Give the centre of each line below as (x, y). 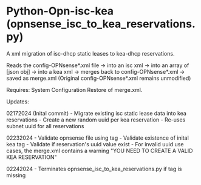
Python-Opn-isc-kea (60, 11)
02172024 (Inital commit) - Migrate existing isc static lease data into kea (97, 113)
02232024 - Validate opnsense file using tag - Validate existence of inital (98, 138)
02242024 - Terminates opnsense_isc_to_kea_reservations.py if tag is (94, 169)
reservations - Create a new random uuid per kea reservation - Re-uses (96, 120)
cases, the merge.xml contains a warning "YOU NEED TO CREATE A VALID (100, 151)
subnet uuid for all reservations (45, 126)
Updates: (18, 102)
